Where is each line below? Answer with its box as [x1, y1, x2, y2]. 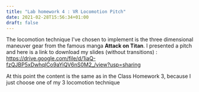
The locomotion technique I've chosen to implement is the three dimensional [6, 36, 194, 43]
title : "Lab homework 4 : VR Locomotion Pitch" [6, 8, 127, 15]
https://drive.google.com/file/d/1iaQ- [6, 55, 96, 62]
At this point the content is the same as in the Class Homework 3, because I [6, 72, 191, 80]
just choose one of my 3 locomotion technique [6, 79, 120, 86]
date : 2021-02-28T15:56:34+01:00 [6, 14, 89, 20]
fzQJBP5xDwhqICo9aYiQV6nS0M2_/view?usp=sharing [6, 61, 141, 68]
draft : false [6, 20, 39, 26]
